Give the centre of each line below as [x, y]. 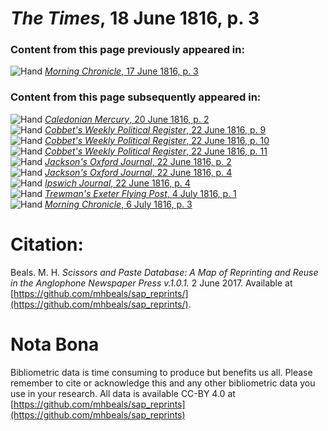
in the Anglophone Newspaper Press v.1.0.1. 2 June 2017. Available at [151, 283]
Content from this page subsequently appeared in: [136, 97]
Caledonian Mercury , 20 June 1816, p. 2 [127, 119]
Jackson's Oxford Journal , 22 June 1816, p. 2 [138, 161]
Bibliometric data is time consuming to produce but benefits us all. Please [161, 372]
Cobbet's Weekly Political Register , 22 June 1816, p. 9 [155, 129]
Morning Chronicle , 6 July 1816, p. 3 [118, 204]
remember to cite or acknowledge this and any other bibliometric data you [163, 383]
